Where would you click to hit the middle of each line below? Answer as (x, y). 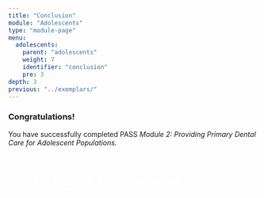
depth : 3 (23, 82)
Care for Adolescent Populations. (63, 143)
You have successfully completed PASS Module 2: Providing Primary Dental (132, 134)
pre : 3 (33, 74)
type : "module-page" (42, 30)
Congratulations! (42, 117)
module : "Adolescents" (46, 23)
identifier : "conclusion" (65, 67)
